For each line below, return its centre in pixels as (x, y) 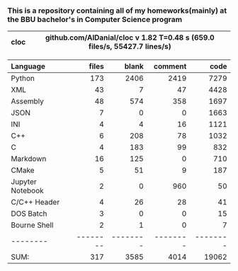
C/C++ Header (35, 202)
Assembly (28, 101)
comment (170, 67)
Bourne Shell (32, 225)
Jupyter (24, 182)
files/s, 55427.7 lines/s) (130, 47)
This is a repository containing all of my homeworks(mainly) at (117, 11)
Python (23, 79)
